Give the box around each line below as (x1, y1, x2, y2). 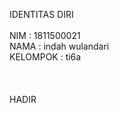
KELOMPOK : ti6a (9, 51, 82, 63)
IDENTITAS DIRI (9, 9, 74, 20)
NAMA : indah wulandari (9, 40, 110, 52)
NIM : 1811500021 (9, 30, 81, 41)
